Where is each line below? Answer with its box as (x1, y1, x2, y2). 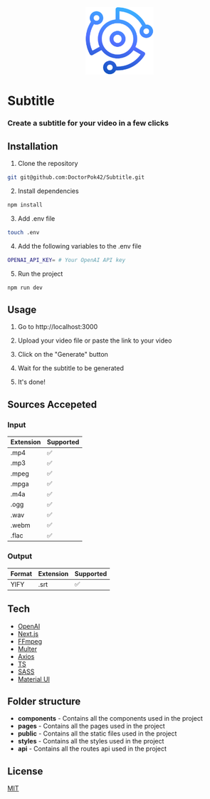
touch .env (7, 229, 40, 236)
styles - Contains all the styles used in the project (17, 737, 164, 746)
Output (7, 551, 33, 561)
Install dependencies (17, 187, 80, 195)
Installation (7, 140, 58, 152)
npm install (7, 201, 43, 209)
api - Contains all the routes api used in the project (17, 744, 167, 753)
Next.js (17, 630, 39, 638)
